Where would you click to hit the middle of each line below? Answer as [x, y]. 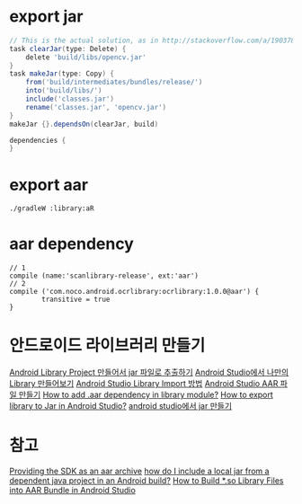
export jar [46, 17]
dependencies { [38, 140]
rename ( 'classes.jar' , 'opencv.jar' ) [96, 107]
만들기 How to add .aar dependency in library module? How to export [146, 395]
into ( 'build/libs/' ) [64, 91]
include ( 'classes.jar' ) [70, 99]
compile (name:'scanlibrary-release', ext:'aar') [104, 276]
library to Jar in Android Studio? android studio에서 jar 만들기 [120, 406]
